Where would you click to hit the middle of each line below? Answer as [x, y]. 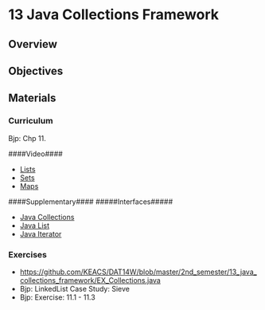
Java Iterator [41, 233]
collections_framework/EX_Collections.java [90, 280]
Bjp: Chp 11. [27, 138]
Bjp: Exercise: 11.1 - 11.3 [57, 297]
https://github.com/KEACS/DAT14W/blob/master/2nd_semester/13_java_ [138, 272]
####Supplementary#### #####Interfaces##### [91, 202]
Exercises [28, 254]
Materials [32, 98]
